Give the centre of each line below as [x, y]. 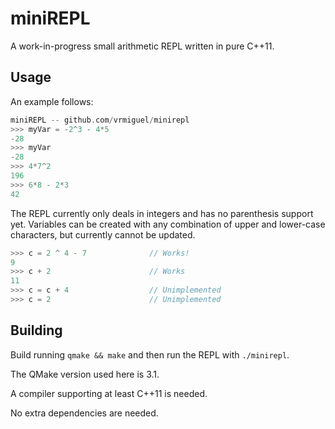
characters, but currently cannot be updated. [103, 234]
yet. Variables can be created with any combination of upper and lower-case [168, 224]
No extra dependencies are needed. [84, 413]
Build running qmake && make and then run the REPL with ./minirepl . [150, 354]
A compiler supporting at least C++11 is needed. [109, 393]
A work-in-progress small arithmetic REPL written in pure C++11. [142, 46]
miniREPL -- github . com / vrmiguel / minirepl [100, 120]
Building [36, 330]
